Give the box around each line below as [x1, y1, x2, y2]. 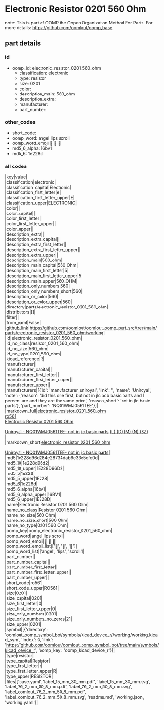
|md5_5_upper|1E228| [5, 476, 49, 482]
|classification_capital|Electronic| [5, 185, 72, 190]
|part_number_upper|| [5, 574, 49, 581]
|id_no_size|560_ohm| [5, 346, 49, 352]
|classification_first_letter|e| [5, 189, 61, 195]
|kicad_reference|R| [5, 356, 45, 362]
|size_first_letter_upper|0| [5, 606, 57, 612]
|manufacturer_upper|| [5, 382, 51, 388]
